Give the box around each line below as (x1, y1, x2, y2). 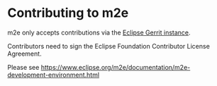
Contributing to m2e (7, 5, 129, 21)
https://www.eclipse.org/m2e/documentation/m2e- (40, 63, 191, 71)
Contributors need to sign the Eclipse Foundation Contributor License (7, 42, 211, 50)
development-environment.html (7, 70, 100, 79)
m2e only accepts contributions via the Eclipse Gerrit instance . (7, 28, 191, 37)
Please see (7, 63, 40, 71)
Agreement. (7, 49, 42, 58)
